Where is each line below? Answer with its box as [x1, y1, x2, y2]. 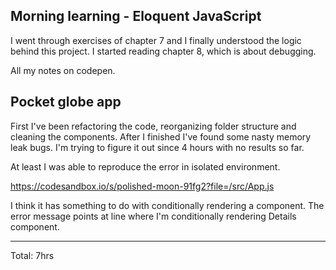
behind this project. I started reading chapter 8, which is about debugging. [10, 45, 317, 57]
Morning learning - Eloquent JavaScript [10, 8, 262, 25]
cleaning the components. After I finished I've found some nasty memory [10, 130, 312, 143]
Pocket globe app [10, 94, 122, 111]
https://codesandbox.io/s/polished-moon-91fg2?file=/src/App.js [10, 180, 275, 192]
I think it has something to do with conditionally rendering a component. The [10, 199, 325, 211]
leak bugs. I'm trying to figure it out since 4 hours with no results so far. [10, 141, 305, 153]
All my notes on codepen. [10, 64, 116, 76]
